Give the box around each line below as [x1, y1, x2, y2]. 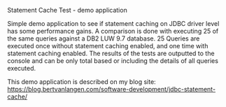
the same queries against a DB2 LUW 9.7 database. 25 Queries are [7, 34, 200, 43]
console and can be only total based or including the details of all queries [7, 57, 219, 65]
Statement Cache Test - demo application [7, 6, 127, 14]
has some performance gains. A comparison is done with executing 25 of [7, 27, 219, 35]
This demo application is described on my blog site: [7, 78, 156, 86]
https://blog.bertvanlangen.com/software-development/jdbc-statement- [7, 85, 216, 93]
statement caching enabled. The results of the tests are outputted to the [7, 49, 215, 57]
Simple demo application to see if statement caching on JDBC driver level [7, 20, 220, 27]
